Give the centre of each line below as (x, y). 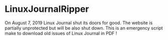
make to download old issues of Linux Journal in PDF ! (61, 33)
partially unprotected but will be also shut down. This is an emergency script (84, 28)
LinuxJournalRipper (47, 9)
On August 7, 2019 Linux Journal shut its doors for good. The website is (79, 23)
